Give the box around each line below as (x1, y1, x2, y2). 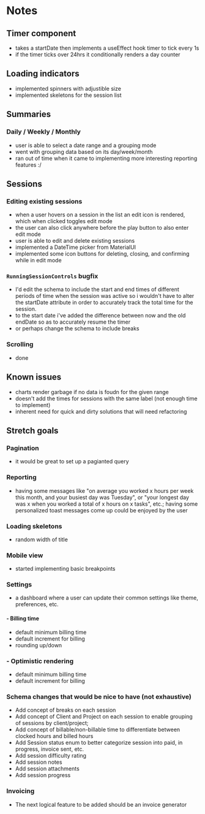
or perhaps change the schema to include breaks (15, 325, 140, 332)
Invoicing (6, 787, 35, 796)
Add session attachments (15, 765, 80, 772)
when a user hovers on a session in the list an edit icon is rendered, (15, 211, 185, 218)
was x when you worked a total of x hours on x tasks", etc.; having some (15, 500, 198, 508)
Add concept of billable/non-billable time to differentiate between (15, 726, 181, 733)
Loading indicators (6, 69, 80, 79)
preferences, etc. (15, 601, 59, 608)
